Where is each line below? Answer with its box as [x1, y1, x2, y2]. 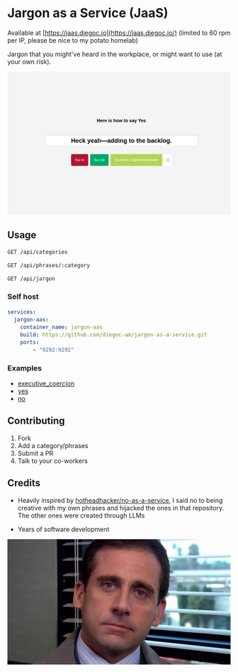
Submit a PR [17, 449, 54, 457]
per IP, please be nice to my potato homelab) [7, 36, 138, 44]
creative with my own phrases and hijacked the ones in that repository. [17, 503, 225, 512]
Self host [7, 292, 39, 302]
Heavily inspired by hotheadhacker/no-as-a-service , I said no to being [17, 496, 223, 504]
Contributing [7, 415, 65, 427]
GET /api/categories [7, 249, 69, 256]
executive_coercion [17, 379, 75, 388]
